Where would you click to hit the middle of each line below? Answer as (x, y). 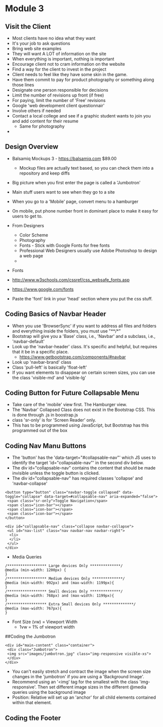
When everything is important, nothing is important (63, 59)
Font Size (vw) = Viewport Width (45, 622)
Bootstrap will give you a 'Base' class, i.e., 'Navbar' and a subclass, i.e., (84, 336)
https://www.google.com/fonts (43, 289)
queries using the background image (49, 692)
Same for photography (42, 126)
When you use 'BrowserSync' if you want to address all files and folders (84, 326)
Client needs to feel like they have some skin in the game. (70, 74)
